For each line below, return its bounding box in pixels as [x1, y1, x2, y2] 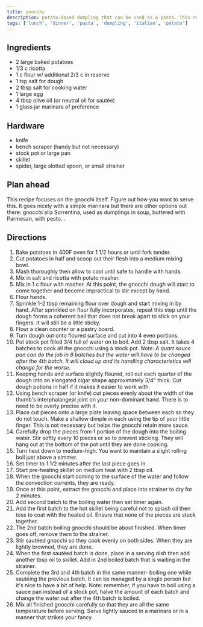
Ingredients [7, 42, 51, 52]
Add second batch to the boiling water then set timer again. [15, 498, 163, 505]
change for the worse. [15, 364, 71, 371]
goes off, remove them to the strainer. [15, 530, 110, 537]
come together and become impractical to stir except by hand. [15, 287, 171, 294]
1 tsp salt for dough [15, 78, 64, 85]
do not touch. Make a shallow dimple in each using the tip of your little [15, 415, 190, 422]
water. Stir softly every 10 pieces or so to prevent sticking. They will [15, 434, 183, 441]
